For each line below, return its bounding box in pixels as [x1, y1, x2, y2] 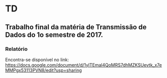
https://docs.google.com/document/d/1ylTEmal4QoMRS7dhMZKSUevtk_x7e [5, 62, 162, 68]
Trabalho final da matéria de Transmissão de [5, 23, 146, 31]
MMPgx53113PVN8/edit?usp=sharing [5, 67, 82, 73]
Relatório [5, 45, 28, 52]
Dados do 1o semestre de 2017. [5, 30, 103, 39]
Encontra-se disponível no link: [5, 57, 69, 63]
